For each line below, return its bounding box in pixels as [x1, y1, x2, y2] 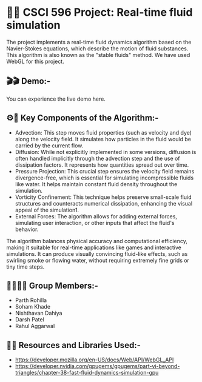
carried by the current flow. [15, 142, 84, 149]
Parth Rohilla [15, 297, 47, 304]
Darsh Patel [15, 316, 44, 323]
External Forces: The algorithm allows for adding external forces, [15, 212, 178, 220]
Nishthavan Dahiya [15, 309, 62, 317]
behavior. [15, 226, 39, 233]
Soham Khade [15, 303, 50, 310]
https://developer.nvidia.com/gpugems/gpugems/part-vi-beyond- [15, 363, 180, 370]
